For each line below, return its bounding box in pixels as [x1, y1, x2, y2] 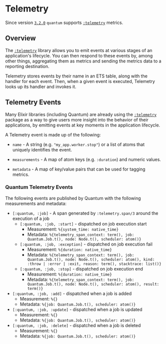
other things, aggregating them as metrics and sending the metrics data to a [5, 58, 162, 64]
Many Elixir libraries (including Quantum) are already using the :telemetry [5, 111, 157, 117]
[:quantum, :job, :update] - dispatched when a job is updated [12, 306, 143, 312]
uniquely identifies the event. [12, 146, 72, 152]
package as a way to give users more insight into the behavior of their [5, 116, 149, 122]
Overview [5, 34, 36, 42]
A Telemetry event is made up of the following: [5, 131, 101, 137]
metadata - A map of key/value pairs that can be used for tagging [12, 166, 146, 172]
